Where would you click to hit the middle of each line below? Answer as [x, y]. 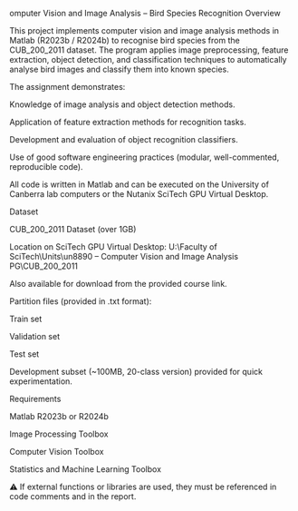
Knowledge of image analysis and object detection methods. [122, 104]
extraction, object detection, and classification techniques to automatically [148, 59]
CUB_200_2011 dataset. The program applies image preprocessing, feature [149, 50]
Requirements [35, 399]
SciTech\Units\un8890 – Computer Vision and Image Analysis [124, 256]
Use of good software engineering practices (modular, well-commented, [144, 157]
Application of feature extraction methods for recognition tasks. [128, 122]
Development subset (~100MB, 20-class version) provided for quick [136, 372]
